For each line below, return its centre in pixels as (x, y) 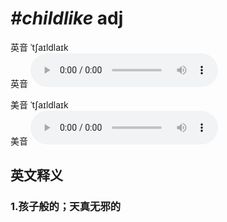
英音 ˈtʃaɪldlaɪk (39, 47)
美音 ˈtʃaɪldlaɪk (39, 104)
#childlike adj (67, 18)
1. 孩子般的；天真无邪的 (66, 207)
